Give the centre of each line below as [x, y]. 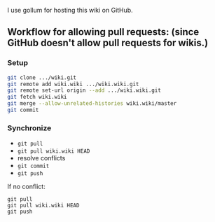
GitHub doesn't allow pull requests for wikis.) [108, 43]
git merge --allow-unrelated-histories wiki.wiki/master [92, 104]
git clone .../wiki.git [42, 77]
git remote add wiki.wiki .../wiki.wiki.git [73, 84]
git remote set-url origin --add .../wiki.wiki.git [84, 90]
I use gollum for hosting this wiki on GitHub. [70, 10]
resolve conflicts [41, 158]
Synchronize [29, 127]
